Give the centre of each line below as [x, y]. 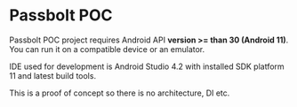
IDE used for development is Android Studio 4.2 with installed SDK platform [147, 66]
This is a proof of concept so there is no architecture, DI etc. [120, 93]
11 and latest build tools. [52, 75]
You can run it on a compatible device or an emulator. [107, 49]
